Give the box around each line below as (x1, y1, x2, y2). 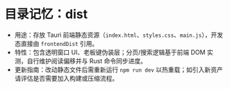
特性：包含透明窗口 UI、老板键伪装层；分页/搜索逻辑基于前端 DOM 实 (14, 48, 214, 56)
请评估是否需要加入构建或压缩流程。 (14, 74, 119, 82)
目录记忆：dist (4, 6, 88, 22)
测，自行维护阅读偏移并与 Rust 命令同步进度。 (14, 56, 147, 65)
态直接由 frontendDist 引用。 (14, 39, 99, 47)
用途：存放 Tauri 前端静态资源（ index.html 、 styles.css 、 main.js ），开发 (14, 31, 223, 39)
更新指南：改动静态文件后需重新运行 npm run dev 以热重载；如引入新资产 (14, 65, 223, 74)
